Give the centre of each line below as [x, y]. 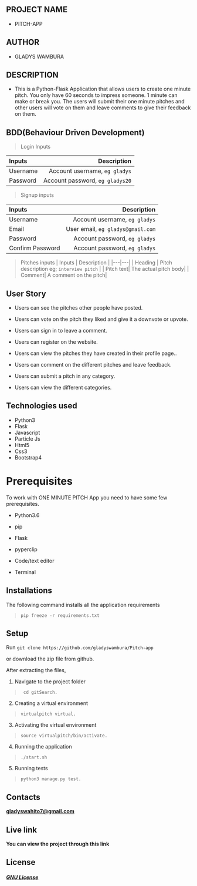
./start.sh [34, 757]
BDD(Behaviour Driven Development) [75, 132]
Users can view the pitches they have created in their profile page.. [96, 353]
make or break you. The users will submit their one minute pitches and [99, 102]
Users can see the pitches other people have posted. [79, 308]
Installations [29, 591]
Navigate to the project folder [50, 682]
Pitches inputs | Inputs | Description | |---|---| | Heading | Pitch [96, 263]
